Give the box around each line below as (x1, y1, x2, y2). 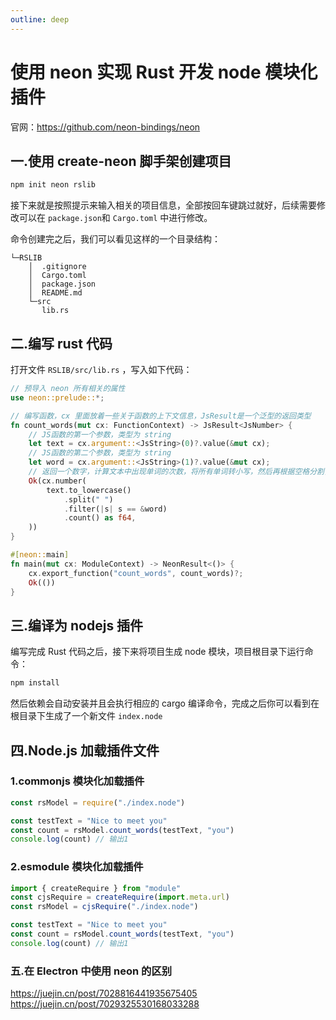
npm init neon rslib (10, 180, 97, 190)
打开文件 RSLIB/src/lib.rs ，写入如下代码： (10, 364, 193, 376)
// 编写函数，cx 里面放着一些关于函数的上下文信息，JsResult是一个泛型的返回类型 (10, 411, 312, 421)
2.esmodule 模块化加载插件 (10, 860, 144, 874)
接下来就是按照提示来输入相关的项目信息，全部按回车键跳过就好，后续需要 (10, 199, 317, 211)
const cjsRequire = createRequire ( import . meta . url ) (10, 892, 230, 903)
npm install (10, 678, 60, 688)
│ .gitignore (28, 262, 87, 272)
